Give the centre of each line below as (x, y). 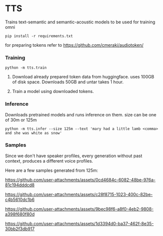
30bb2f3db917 (20, 229)
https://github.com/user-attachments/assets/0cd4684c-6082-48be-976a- (80, 180)
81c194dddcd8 (20, 185)
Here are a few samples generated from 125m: (52, 170)
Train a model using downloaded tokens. (53, 91)
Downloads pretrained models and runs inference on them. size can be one (81, 114)
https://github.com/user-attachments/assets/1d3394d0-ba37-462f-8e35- (79, 223)
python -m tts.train (26, 68)
